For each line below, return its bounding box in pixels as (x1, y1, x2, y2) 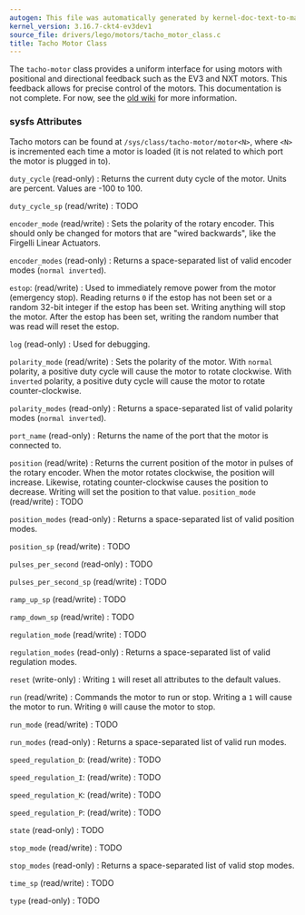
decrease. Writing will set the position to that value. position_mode (9, 486, 256, 497)
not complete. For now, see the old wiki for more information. (9, 93, 238, 104)
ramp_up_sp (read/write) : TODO (9, 593, 127, 605)
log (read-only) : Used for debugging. (9, 338, 151, 349)
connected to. (9, 439, 62, 450)
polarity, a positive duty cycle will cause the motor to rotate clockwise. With (9, 366, 292, 377)
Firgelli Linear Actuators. (9, 237, 102, 248)
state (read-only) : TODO (9, 824, 104, 835)
